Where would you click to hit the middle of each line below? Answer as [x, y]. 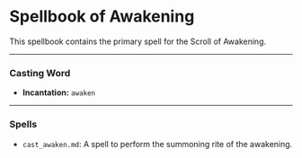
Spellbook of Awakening [102, 17]
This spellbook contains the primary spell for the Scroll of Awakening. [138, 41]
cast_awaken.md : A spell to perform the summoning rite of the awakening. [157, 144]
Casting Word [40, 73]
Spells [23, 125]
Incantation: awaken [59, 92]
